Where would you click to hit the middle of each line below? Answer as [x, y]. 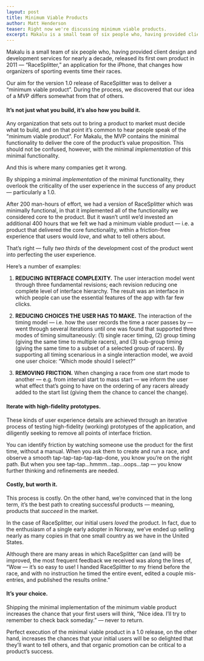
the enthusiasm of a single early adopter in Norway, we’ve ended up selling [100, 529]
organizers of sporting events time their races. [64, 71]
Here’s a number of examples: [44, 267]
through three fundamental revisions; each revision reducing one [96, 285]
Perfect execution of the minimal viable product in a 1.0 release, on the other [102, 632]
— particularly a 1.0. [31, 192]
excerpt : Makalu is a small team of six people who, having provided [96, 35]
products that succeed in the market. [53, 511]
